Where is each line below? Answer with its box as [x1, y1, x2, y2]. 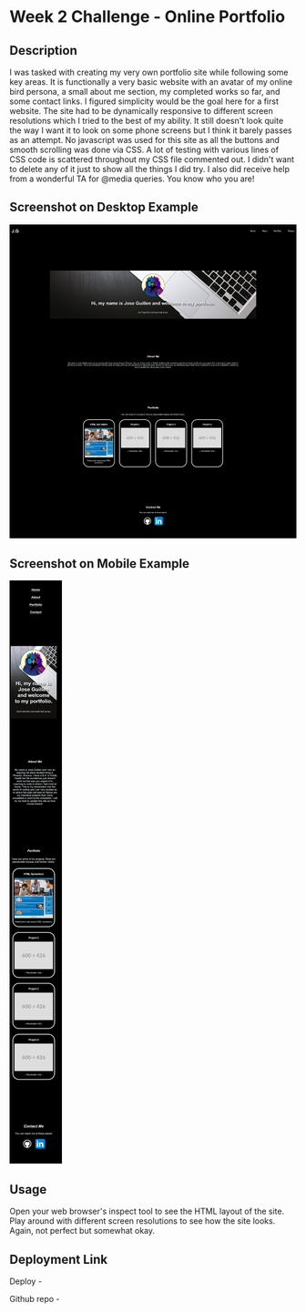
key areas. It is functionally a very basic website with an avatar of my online [9, 77, 293, 87]
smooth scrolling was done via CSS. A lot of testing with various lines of [9, 144, 280, 155]
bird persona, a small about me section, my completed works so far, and [9, 87, 280, 97]
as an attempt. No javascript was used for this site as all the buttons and [9, 135, 280, 145]
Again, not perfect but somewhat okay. [9, 1226, 156, 1236]
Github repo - [9, 1294, 61, 1305]
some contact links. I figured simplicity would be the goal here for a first [9, 96, 280, 107]
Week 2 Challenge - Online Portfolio [9, 6, 285, 27]
